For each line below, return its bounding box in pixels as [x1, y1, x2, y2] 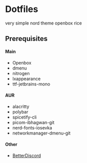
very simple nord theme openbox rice [5, 20, 82, 26]
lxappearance [12, 75, 41, 81]
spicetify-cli [12, 114, 37, 120]
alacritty [12, 103, 30, 109]
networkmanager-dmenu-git [12, 130, 71, 136]
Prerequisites [5, 34, 48, 43]
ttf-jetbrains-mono [12, 81, 51, 87]
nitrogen [12, 70, 30, 76]
